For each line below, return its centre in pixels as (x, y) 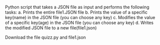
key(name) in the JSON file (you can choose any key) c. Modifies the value (80, 17)
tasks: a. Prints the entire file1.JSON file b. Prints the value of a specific (76, 12)
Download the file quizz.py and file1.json (46, 37)
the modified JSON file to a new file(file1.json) (51, 28)
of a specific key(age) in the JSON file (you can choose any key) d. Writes (79, 22)
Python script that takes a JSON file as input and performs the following (77, 7)
